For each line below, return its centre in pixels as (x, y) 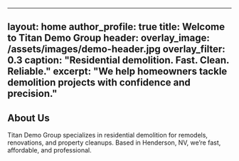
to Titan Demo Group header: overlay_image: (108, 38)
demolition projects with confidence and (99, 83)
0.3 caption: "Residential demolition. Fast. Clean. (118, 60)
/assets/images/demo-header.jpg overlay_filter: (116, 50)
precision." (32, 94)
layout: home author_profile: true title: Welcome (116, 27)
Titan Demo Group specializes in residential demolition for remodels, (108, 135)
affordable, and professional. (49, 150)
